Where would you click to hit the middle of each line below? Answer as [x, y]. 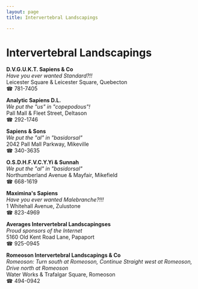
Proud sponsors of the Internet [44, 231]
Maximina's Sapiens [32, 193]
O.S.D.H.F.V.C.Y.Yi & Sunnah [43, 162]
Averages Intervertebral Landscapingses [59, 224]
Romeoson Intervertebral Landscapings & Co [63, 255]
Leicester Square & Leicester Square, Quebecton [67, 82]
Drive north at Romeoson [37, 268]
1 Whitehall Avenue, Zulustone [44, 206]
